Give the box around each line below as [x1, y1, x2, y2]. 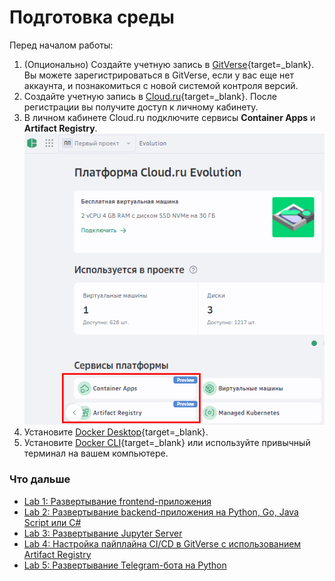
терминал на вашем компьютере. [23, 447, 169, 460]
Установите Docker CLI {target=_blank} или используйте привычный [23, 437, 311, 449]
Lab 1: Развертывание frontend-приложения [23, 495, 212, 507]
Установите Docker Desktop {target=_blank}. [23, 426, 209, 438]
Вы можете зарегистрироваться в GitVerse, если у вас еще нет [23, 69, 295, 81]
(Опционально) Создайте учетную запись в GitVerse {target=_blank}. [23, 58, 315, 70]
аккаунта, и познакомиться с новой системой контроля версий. [23, 79, 299, 91]
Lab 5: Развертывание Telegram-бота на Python [23, 559, 227, 571]
